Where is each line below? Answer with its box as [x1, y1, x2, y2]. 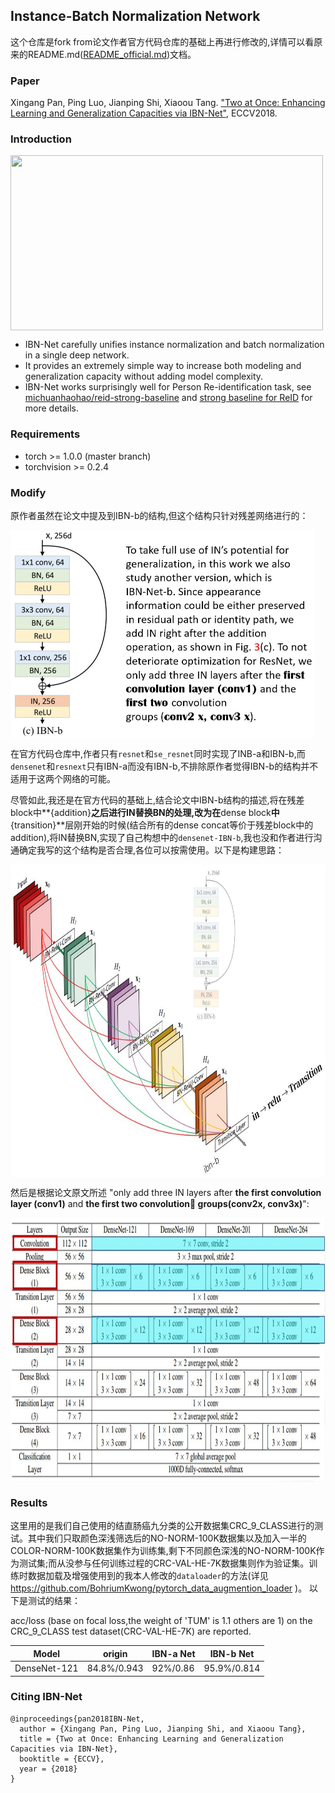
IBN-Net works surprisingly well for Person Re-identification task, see [24, 381, 312, 393]
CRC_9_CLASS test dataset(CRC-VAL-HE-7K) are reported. [10, 1625, 252, 1638]
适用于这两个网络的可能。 [10, 773, 116, 784]
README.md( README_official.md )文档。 [27, 48, 197, 60]
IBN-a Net [151, 1647, 196, 1659]
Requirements [10, 427, 81, 441]
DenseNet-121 [14, 1662, 79, 1674]
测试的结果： [27, 1595, 81, 1607]
